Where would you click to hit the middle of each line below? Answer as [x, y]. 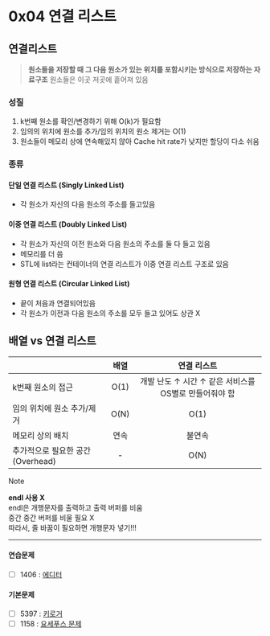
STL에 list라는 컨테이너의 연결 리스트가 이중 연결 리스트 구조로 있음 [124, 264]
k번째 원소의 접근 [43, 387]
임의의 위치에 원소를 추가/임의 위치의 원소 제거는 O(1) [103, 131]
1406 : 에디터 [41, 574]
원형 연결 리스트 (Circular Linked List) [69, 284]
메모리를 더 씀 [41, 253]
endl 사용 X [27, 497]
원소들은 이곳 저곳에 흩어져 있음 [99, 80]
